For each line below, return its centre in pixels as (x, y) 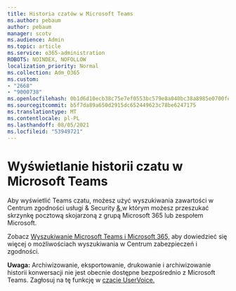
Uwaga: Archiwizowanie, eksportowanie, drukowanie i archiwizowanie (109, 265)
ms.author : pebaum (34, 20)
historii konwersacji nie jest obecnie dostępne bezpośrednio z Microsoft (111, 273)
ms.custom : (23, 79)
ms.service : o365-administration (56, 53)
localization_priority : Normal (53, 66)
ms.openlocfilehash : (38, 99)
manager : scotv (29, 33)
